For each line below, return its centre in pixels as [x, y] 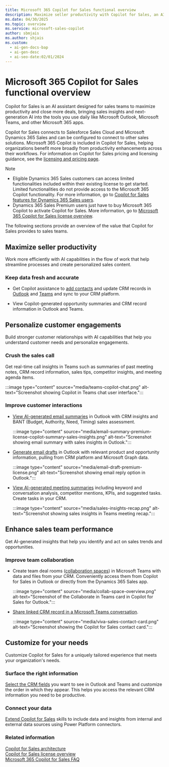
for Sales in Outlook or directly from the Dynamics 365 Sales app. [80, 581]
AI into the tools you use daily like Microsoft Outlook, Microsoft [94, 117]
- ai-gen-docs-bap [29, 47]
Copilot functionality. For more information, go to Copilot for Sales [81, 195]
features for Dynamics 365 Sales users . [53, 200]
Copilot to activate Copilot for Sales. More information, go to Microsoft [85, 211]
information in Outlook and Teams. [48, 309]
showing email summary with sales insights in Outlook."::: [72, 442]
